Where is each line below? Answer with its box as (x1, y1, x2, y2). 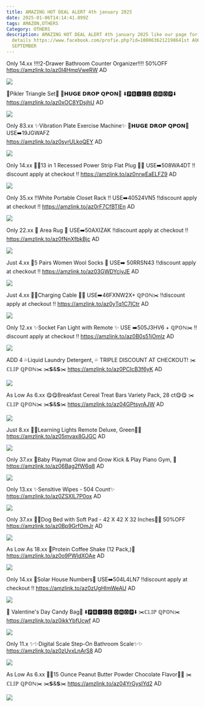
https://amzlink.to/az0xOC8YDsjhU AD (6, 98, 104, 106)
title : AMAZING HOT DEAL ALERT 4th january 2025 (6, 9, 132, 15)
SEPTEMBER (12, 43, 37, 49)
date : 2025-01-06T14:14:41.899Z (6, 15, 88, 21)
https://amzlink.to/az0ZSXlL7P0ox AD (6, 492, 102, 499)
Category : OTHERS (6, 26, 51, 32)
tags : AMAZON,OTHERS (6, 20, 59, 26)
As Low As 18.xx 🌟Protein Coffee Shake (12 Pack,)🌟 (6, 545, 135, 553)
